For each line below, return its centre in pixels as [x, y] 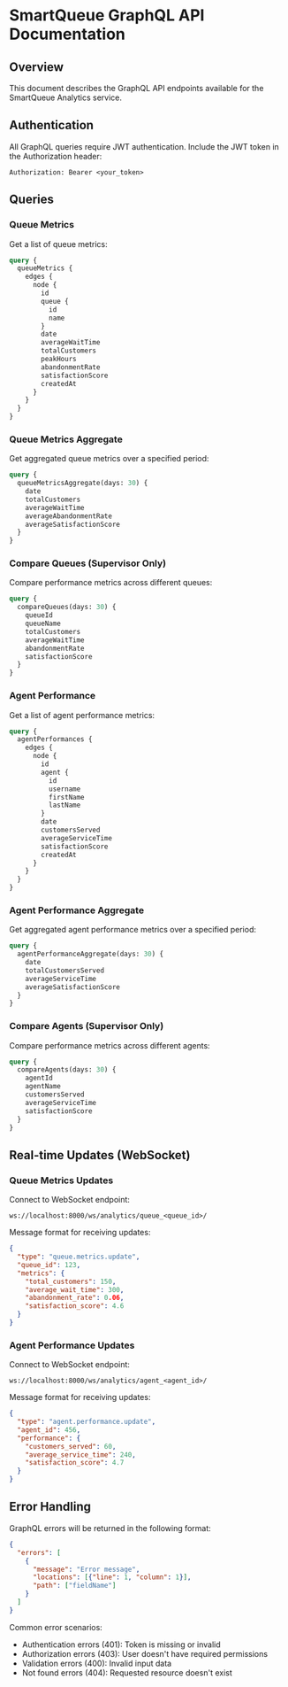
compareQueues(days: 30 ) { [67, 607]
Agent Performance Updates [72, 1345]
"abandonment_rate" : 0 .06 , [75, 1298]
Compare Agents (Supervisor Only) [87, 1026]
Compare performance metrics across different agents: [110, 1045]
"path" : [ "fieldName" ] [74, 1586]
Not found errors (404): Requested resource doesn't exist [127, 1672]
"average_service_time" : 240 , [81, 1455]
